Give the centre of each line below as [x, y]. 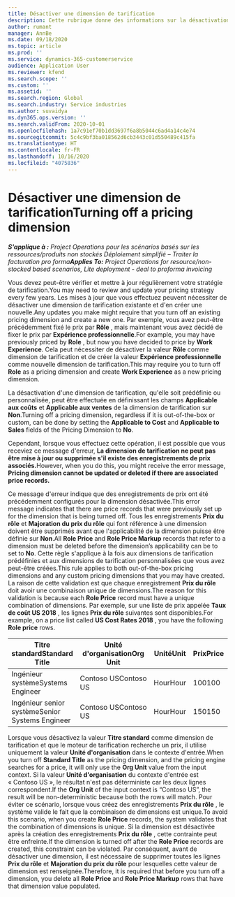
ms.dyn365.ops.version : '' [47, 117]
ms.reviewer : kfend [36, 72]
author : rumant [30, 27]
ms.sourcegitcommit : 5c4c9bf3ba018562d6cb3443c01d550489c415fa [102, 137]
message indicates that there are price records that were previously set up [115, 509]
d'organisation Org [113, 653]
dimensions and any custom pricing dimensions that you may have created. [116, 575]
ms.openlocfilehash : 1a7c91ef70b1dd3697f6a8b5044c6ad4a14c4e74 [102, 131]
